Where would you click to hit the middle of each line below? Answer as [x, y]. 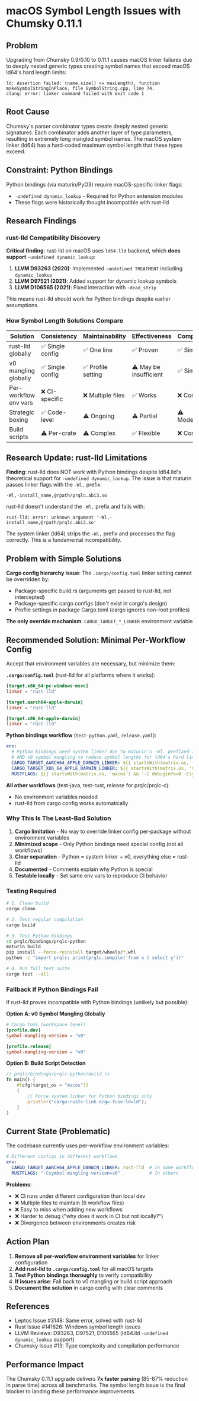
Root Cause [28, 112]
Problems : [19, 1184]
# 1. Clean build [28, 903]
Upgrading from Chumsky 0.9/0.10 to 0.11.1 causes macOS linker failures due [99, 60]
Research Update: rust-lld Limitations [77, 458]
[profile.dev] [24, 1030]
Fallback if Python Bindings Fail [52, 989]
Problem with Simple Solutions [64, 559]
